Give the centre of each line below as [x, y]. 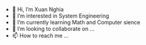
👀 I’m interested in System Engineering [61, 16]
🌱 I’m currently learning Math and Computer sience [76, 22]
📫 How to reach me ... [40, 36]
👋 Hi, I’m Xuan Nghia [38, 9]
